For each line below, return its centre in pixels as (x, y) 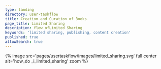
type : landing (20, 10)
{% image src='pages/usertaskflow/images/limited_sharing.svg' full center (81, 56)
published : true (22, 37)
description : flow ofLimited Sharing (44, 28)
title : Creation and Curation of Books (46, 19)
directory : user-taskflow (32, 14)
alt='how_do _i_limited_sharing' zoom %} (47, 61)
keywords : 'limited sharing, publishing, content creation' (68, 33)
